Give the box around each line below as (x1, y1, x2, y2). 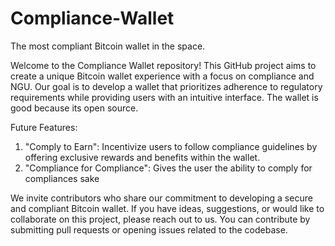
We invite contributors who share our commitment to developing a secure (10, 192, 313, 204)
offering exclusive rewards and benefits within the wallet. (24, 151, 261, 163)
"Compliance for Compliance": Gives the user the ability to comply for (24, 162, 313, 174)
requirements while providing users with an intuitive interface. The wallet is (10, 91, 319, 103)
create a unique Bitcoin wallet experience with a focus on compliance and (10, 70, 315, 82)
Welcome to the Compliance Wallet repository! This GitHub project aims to (10, 59, 317, 71)
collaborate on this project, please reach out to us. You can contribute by (10, 213, 311, 225)
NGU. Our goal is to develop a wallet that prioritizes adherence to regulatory (10, 80, 323, 92)
